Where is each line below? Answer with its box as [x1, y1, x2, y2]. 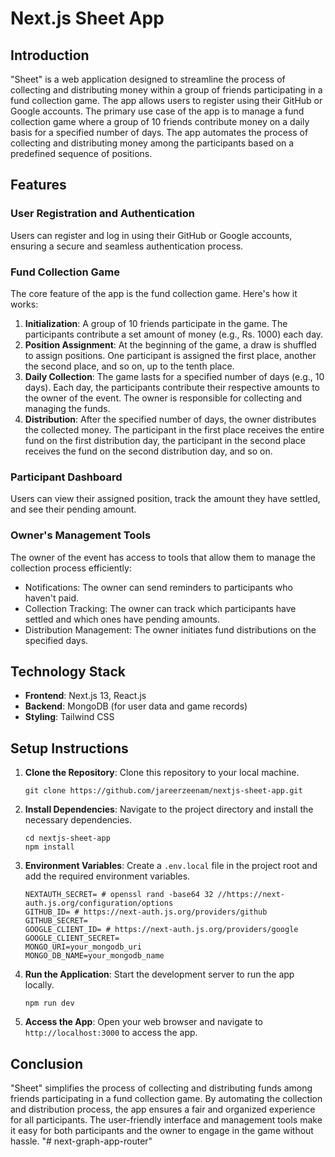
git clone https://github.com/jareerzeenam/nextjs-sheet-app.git [24, 786, 303, 796]
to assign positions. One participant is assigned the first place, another [24, 349, 317, 361]
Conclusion [10, 1055, 84, 1072]
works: [10, 298, 39, 310]
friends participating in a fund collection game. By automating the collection [10, 1093, 323, 1105]
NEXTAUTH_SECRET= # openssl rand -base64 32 [24, 890, 214, 900]
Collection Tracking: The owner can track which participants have [24, 602, 297, 614]
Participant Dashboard [10, 470, 123, 484]
